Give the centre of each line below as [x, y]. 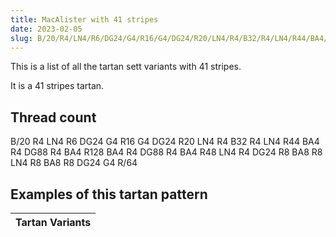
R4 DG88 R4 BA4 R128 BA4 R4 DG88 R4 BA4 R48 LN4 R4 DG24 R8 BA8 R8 [166, 152]
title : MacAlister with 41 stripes [84, 19]
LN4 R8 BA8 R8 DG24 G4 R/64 [74, 163]
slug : [21, 38]
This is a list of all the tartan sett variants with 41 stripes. [126, 67]
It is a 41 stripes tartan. [57, 86]
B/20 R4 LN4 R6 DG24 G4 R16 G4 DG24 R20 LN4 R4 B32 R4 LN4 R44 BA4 [165, 142]
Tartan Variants [53, 222]
